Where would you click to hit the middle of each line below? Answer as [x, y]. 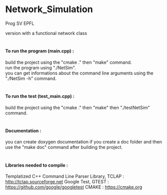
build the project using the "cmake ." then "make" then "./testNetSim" [78, 107]
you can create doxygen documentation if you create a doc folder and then [84, 142]
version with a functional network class [46, 33]
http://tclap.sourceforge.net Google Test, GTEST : [57, 182]
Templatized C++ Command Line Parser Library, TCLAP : [65, 176]
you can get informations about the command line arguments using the [79, 73]
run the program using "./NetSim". [41, 67]
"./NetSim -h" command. [31, 78]
